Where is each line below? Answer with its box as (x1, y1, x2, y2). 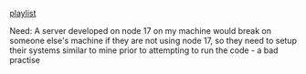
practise (9, 55, 41, 65)
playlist (9, 8, 37, 18)
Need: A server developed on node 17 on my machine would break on (9, 26, 272, 36)
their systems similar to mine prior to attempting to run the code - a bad (9, 45, 279, 56)
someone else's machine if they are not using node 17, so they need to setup (9, 36, 297, 46)
